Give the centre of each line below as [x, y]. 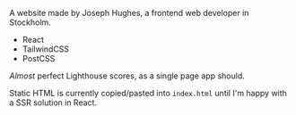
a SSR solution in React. [53, 103]
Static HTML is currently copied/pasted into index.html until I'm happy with [148, 93]
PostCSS [39, 58]
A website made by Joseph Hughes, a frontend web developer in [129, 13]
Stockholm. [30, 22]
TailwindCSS [46, 49]
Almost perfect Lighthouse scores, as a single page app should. [127, 76]
